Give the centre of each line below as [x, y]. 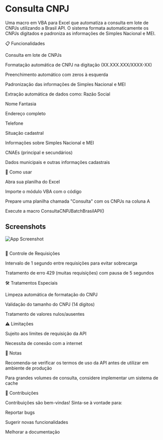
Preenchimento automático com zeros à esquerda [57, 74]
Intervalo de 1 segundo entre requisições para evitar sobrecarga [71, 263]
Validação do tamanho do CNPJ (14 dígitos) [50, 304]
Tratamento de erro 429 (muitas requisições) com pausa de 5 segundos [79, 273]
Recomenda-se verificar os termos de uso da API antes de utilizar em [77, 363]
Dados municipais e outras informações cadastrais [58, 162]
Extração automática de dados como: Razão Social [58, 94]
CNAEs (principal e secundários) [39, 152]
